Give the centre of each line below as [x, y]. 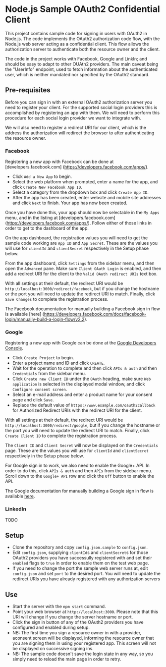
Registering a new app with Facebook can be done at [59, 162]
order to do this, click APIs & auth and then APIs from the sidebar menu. [79, 471]
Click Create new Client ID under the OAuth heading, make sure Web [82, 379]
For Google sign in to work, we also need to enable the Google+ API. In [77, 466]
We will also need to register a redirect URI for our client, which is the [76, 127]
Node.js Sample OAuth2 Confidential [83, 9]
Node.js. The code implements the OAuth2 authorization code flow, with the [83, 39]
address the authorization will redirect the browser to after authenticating [80, 133]
